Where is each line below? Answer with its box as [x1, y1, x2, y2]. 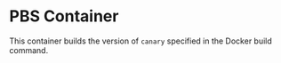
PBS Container [9, 6, 119, 27]
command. [9, 44, 49, 55]
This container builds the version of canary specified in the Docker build [9, 35, 273, 46]
